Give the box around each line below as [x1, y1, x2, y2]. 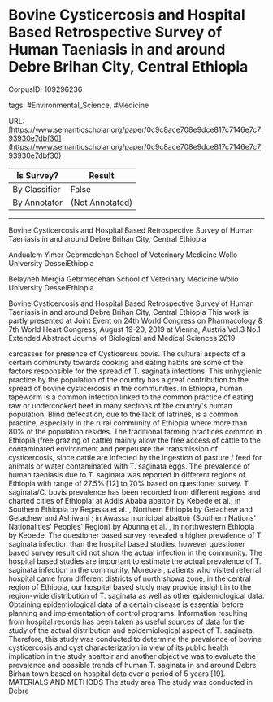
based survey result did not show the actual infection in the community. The [8, 547, 262, 557]
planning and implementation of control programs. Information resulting [8, 608, 248, 617]
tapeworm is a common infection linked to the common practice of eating [8, 392, 254, 402]
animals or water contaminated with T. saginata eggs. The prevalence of [8, 461, 250, 471]
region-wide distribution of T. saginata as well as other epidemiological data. [8, 591, 265, 600]
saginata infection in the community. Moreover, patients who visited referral [8, 565, 262, 574]
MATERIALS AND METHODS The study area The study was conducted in [8, 677, 253, 687]
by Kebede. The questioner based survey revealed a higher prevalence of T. [8, 530, 264, 540]
